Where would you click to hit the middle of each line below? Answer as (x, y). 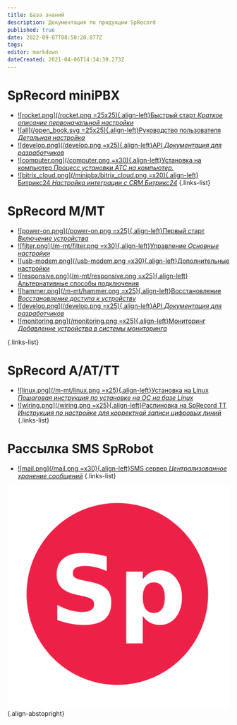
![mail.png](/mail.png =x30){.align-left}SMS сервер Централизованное (122, 468)
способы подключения (104, 283)
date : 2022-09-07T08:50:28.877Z (55, 37)
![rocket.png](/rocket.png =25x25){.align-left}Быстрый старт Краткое (120, 115)
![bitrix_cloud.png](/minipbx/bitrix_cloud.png (82, 175)
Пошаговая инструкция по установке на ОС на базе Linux (105, 397)
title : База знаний (36, 15)
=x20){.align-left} (173, 175)
